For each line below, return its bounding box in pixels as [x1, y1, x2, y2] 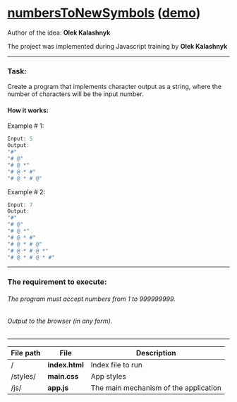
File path [11, 348, 41, 358]
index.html [47, 360, 85, 370]
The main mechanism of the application [90, 383, 222, 393]
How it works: [7, 106, 49, 114]
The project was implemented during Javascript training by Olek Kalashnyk [7, 42, 228, 50]
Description [135, 348, 176, 358]
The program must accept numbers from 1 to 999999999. [7, 295, 176, 303]
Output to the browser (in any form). [7, 317, 113, 325]
